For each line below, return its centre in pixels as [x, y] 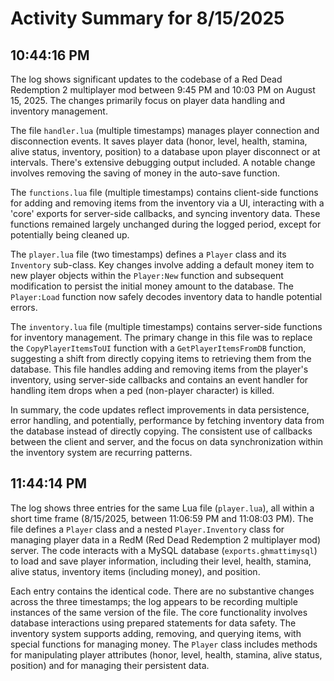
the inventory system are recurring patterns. [101, 452]
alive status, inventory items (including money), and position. [135, 571]
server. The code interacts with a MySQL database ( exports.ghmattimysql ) [164, 550]
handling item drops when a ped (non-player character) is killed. [142, 390]
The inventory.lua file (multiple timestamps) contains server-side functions [166, 326]
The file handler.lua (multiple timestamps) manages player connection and [165, 130]
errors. [24, 307]
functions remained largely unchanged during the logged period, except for [166, 224]
